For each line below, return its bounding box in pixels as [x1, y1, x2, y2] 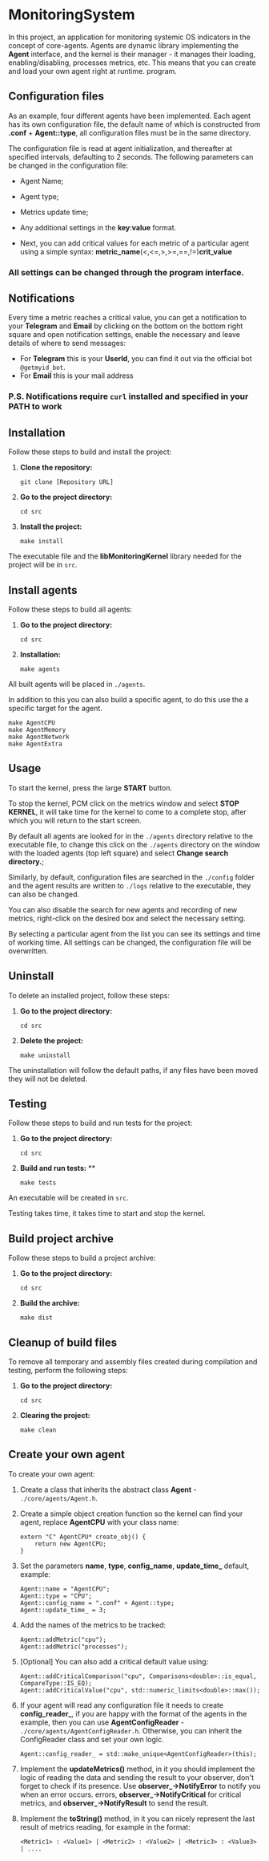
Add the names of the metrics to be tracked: [19, 1619, 167, 1630]
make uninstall [19, 1051, 71, 1059]
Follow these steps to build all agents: [8, 604, 133, 615]
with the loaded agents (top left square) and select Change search [8, 848, 229, 858]
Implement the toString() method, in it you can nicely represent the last [19, 1814, 255, 1823]
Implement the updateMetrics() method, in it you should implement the [19, 1764, 255, 1774]
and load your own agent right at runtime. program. [8, 66, 178, 75]
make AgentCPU [8, 719, 56, 727]
